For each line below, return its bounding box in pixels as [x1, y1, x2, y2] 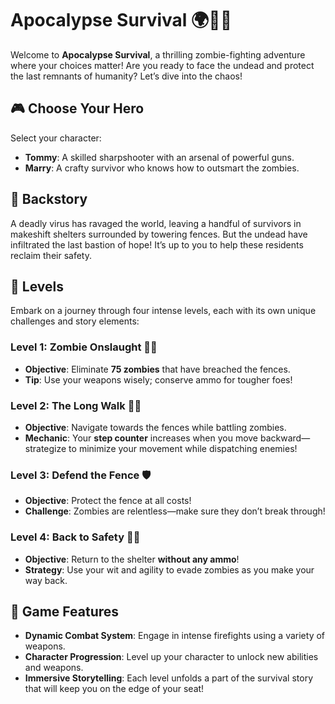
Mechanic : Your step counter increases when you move [24, 432, 259, 444]
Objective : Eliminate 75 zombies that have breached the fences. [24, 363, 291, 375]
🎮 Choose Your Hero [10, 100, 145, 117]
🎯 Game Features [10, 603, 120, 620]
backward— [259, 432, 311, 444]
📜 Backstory [10, 191, 88, 208]
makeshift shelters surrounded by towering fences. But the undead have [10, 228, 308, 240]
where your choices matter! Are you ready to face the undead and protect [10, 59, 315, 71]
